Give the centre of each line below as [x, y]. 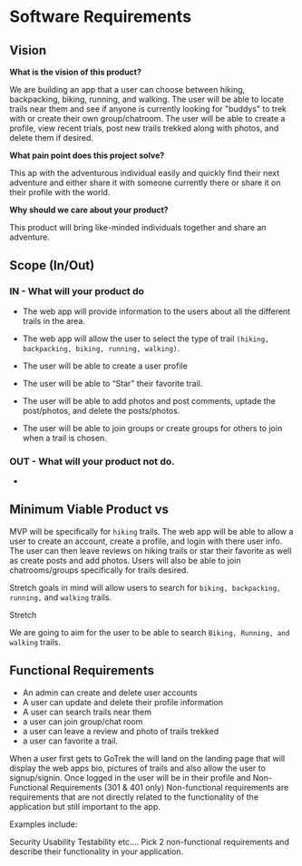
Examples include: [44, 824]
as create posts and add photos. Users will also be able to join [126, 560]
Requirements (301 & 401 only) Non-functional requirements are [170, 787]
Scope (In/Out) [52, 266]
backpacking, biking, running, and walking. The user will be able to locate [146, 99]
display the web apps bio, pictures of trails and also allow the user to [137, 768]
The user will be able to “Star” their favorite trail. [112, 383]
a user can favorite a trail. [70, 741]
